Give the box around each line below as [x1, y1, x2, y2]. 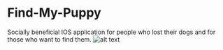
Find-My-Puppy [7, 5, 101, 21]
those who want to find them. [7, 35, 92, 43]
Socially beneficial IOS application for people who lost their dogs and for [7, 28, 216, 36]
